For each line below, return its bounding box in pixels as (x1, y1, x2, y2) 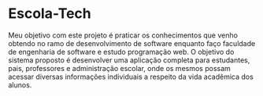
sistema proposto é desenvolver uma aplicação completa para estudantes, (8, 55, 250, 65)
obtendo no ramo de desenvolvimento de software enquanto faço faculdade (8, 38, 256, 48)
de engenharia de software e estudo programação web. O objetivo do (8, 47, 235, 56)
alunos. (8, 80, 32, 90)
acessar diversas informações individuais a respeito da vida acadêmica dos (8, 72, 254, 81)
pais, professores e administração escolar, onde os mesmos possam (8, 63, 231, 73)
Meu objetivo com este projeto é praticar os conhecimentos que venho (8, 30, 239, 40)
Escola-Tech (8, 5, 92, 23)
